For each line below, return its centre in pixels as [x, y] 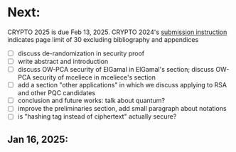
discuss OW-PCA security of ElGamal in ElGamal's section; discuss [116, 70]
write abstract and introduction [63, 61]
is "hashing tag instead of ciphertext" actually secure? [97, 116]
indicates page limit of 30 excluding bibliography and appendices [103, 39]
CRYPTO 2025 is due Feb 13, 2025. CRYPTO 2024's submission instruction [117, 32]
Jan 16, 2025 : [38, 139]
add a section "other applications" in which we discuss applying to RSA [122, 85]
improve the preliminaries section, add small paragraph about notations [122, 109]
